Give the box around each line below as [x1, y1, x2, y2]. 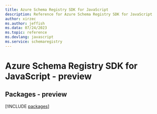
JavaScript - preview [5, 71, 92, 82]
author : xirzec [5, 16, 36, 21]
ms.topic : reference [5, 30, 48, 35]
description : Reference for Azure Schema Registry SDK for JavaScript [5, 12, 153, 17]
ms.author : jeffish [5, 21, 45, 26]
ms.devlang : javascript [5, 35, 54, 40]
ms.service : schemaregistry [5, 39, 63, 44]
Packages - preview [5, 90, 67, 99]
